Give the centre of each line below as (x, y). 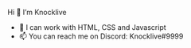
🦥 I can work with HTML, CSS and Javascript (92, 27)
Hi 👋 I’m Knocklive (37, 12)
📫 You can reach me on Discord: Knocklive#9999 (101, 36)
